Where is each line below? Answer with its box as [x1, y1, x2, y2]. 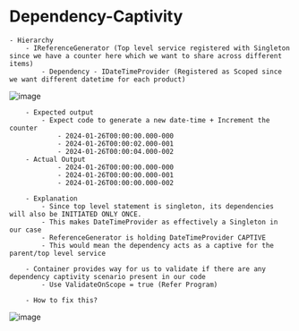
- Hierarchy [9, 36, 54, 45]
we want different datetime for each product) [9, 74, 186, 84]
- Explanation [25, 194, 78, 203]
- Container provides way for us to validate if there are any [25, 264, 267, 274]
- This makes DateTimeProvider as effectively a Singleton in [41, 217, 278, 226]
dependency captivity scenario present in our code [9, 272, 206, 281]
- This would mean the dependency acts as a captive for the [41, 241, 275, 250]
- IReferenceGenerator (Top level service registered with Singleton [25, 43, 291, 53]
